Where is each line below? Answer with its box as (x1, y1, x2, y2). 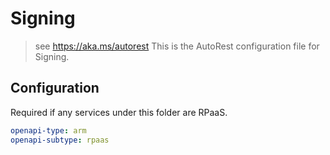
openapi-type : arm (10, 125, 87, 136)
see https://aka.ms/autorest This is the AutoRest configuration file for (34, 40, 320, 52)
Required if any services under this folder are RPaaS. (10, 106, 228, 118)
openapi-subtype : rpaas (10, 135, 110, 145)
